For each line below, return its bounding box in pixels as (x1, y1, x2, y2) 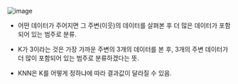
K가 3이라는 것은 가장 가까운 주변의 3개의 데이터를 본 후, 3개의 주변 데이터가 (17, 45, 229, 53)
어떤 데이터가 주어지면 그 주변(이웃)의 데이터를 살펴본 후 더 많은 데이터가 (17, 21, 218, 30)
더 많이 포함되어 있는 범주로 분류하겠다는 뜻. (17, 54, 140, 62)
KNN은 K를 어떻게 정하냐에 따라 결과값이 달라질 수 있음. (17, 69, 172, 77)
